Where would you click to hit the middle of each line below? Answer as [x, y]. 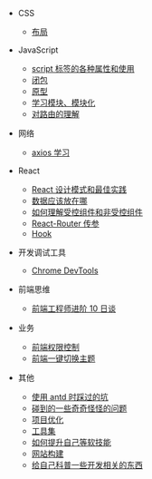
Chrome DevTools [65, 270]
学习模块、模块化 [63, 103]
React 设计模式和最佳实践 [79, 189]
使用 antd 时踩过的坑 [70, 397]
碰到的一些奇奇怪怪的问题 [79, 408]
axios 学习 [51, 152]
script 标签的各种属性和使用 [83, 68]
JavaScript [38, 50]
